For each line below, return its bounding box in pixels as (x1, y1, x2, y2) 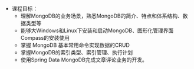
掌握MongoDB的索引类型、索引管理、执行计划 (20, 49, 133, 56)
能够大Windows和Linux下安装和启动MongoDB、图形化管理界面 (20, 27, 174, 34)
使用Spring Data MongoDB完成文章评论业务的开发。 (20, 56, 147, 63)
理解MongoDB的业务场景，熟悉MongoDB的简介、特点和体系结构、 (20, 12, 183, 19)
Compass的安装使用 (20, 34, 70, 41)
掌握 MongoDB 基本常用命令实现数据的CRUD (20, 42, 130, 49)
